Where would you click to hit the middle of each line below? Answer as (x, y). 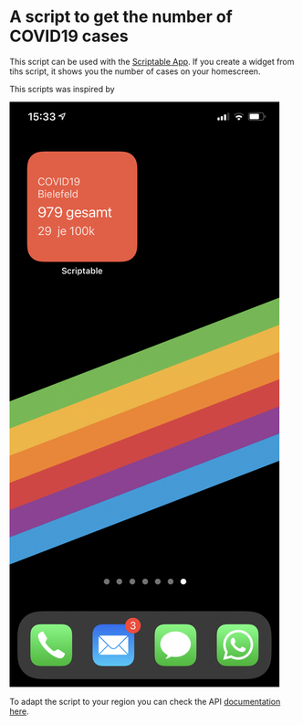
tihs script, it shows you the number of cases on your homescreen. (135, 71)
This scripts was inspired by (63, 89)
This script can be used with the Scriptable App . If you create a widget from (152, 61)
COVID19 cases (69, 36)
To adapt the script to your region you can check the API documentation (145, 701)
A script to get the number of (121, 17)
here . (19, 711)
